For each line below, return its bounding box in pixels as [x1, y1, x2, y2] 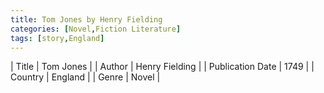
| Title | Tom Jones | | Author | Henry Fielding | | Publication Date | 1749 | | [10, 61, 315, 73]
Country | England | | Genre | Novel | [10, 71, 161, 83]
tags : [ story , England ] [10, 33, 105, 43]
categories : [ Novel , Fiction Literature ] [10, 24, 182, 34]
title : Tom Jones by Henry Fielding [10, 14, 163, 25]
